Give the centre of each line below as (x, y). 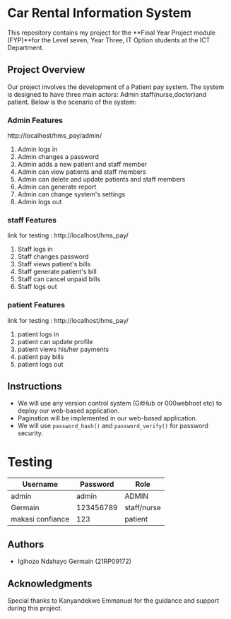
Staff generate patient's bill (57, 272)
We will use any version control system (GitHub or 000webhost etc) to (120, 403)
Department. (26, 47)
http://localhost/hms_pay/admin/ (55, 136)
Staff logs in (35, 249)
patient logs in (38, 334)
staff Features (32, 220)
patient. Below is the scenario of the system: (72, 102)
